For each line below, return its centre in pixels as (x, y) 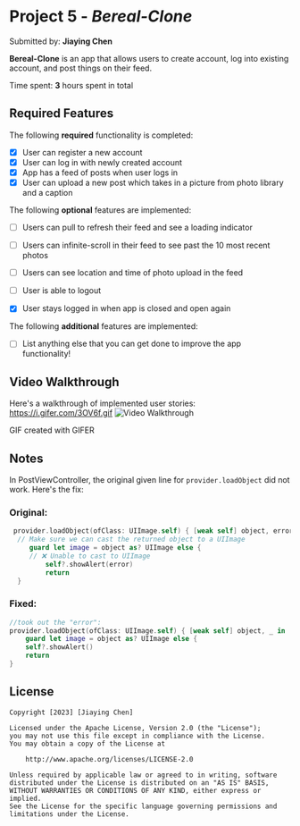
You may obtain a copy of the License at (87, 744)
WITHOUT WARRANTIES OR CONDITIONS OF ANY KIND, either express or (135, 790)
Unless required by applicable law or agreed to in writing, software (143, 775)
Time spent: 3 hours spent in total (71, 85)
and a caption (47, 193)
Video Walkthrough (64, 382)
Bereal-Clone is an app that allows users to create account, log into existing (149, 58)
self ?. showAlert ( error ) (89, 564)
